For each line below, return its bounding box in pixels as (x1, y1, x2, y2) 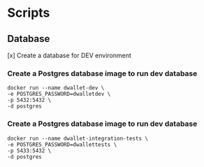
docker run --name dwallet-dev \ (7, 85, 105, 92)
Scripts (7, 5, 50, 21)
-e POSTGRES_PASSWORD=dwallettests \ (7, 141, 117, 148)
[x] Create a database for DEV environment (7, 51, 131, 59)
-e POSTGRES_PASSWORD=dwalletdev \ (7, 91, 111, 98)
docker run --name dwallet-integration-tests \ (7, 135, 149, 142)
